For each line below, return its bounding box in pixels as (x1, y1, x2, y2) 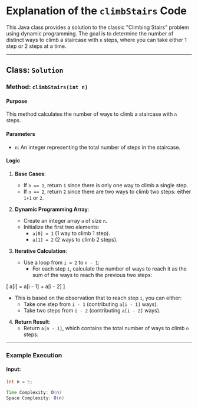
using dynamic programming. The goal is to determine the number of (6, 30, 174, 37)
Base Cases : (14, 170, 46, 177)
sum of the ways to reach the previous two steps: (32, 271, 153, 278)
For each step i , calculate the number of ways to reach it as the (32, 265, 187, 272)
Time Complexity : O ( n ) (6, 389, 62, 395)
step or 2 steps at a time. (6, 43, 67, 50)
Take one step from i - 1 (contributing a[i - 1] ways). (23, 300, 159, 308)
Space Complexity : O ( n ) (6, 395, 65, 401)
